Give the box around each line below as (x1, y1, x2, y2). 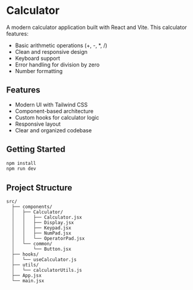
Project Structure (6, 182, 72, 193)
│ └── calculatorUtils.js (11, 267, 83, 274)
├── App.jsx (11, 272, 42, 279)
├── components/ (11, 204, 52, 210)
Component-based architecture (14, 107, 93, 115)
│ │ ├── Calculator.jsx (11, 214, 83, 221)
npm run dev (6, 166, 36, 172)
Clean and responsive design (14, 48, 88, 55)
